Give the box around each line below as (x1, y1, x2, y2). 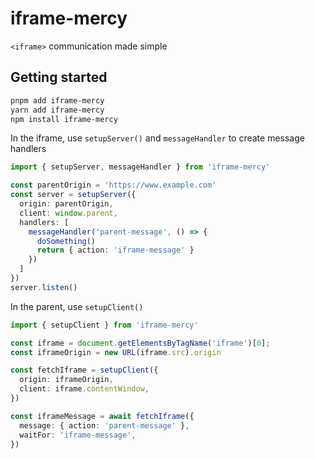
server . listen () (10, 282, 78, 292)
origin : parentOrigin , (19, 199, 114, 209)
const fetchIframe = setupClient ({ (10, 365, 159, 376)
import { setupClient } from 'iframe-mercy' (10, 320, 199, 330)
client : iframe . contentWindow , (19, 384, 150, 394)
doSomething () (36, 236, 97, 246)
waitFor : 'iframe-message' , (19, 430, 137, 440)
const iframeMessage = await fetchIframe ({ (10, 411, 195, 421)
